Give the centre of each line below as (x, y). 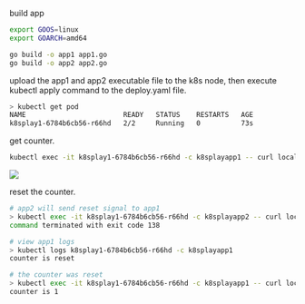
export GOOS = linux (44, 30)
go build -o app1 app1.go (58, 54)
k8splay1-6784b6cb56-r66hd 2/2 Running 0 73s (132, 123)
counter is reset (42, 259)
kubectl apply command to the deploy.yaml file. (98, 90)
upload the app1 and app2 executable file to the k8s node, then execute (143, 80)
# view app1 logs (42, 241)
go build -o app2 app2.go (58, 63)
